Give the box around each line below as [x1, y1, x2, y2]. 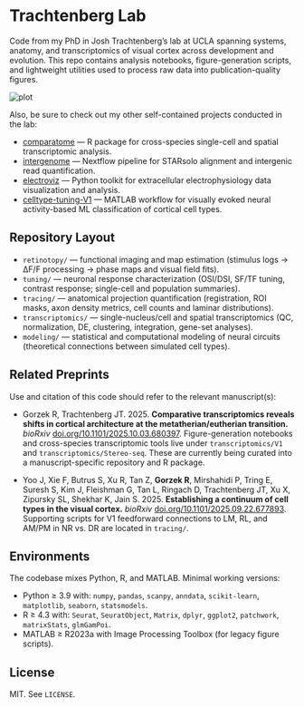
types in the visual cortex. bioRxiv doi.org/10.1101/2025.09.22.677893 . [22, 503, 287, 514]
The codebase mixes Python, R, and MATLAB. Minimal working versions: [9, 573, 280, 584]
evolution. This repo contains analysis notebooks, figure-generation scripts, [9, 54, 292, 65]
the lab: [9, 119, 38, 130]
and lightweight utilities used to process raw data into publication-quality [9, 64, 281, 75]
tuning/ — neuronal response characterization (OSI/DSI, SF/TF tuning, [22, 273, 285, 284]
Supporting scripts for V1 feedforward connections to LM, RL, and [22, 513, 269, 524]
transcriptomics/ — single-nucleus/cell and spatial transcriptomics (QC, [22, 312, 294, 323]
